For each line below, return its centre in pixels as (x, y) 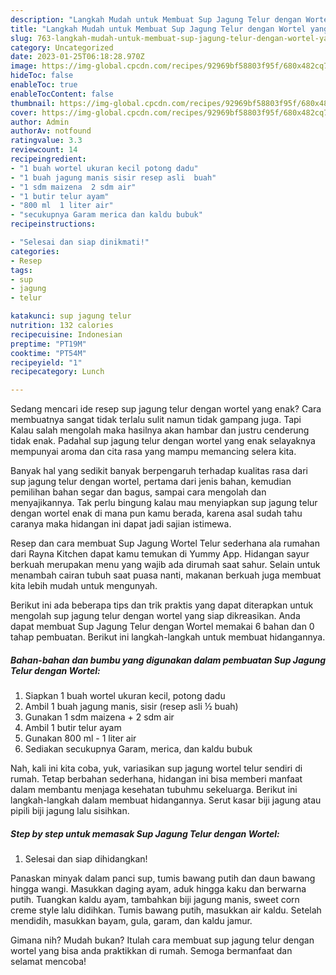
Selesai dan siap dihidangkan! (86, 859)
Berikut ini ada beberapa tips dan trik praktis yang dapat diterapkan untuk (162, 605)
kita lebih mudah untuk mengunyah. (84, 586)
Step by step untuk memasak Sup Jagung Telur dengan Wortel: (145, 833)
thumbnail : (33, 103)
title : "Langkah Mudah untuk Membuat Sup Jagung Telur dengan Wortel (158, 29)
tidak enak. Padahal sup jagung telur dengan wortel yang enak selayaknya (163, 441)
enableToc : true (44, 85)
